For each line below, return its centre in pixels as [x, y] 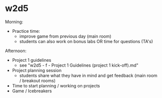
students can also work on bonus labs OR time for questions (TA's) [86, 41]
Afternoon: [16, 51]
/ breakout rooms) [37, 81]
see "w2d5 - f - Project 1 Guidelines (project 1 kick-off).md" [79, 65]
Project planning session [37, 70]
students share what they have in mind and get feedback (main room [88, 75]
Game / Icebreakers [32, 91]
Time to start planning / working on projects [56, 85]
